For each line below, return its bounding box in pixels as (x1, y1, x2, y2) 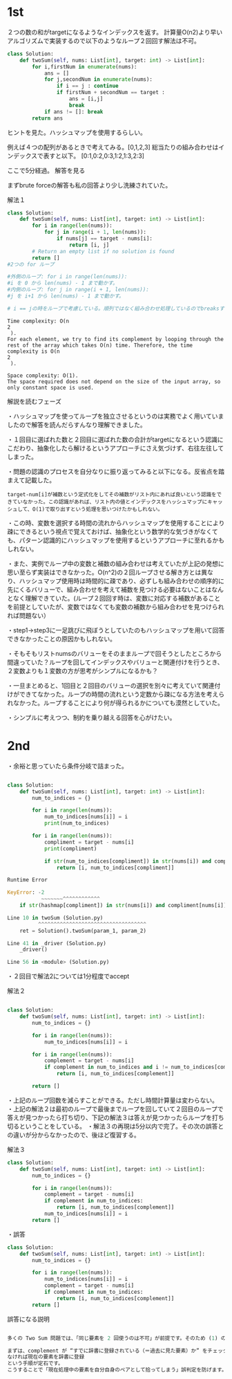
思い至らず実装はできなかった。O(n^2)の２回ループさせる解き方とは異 (7, 568, 208, 576)
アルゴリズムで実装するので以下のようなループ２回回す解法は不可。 (7, 36, 200, 45)
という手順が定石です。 (7, 1360, 64, 1367)
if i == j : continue (56, 82, 119, 90)
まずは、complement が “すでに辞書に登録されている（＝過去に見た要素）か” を (7, 1347, 208, 1354)
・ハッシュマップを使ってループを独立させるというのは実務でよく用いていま (7, 412, 224, 420)
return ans (32, 115, 64, 122)
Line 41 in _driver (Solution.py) (7, 940, 107, 947)
